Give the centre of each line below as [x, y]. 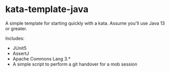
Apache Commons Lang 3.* [42, 58]
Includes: [15, 38]
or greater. [16, 28]
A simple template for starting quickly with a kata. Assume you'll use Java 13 [85, 23]
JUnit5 [20, 48]
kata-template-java [47, 9]
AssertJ [21, 53]
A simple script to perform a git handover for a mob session [75, 64]
